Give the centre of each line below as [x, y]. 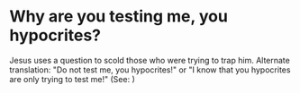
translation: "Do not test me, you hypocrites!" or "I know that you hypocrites [150, 70]
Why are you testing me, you [118, 17]
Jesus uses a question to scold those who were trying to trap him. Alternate [150, 60]
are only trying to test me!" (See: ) [72, 79]
